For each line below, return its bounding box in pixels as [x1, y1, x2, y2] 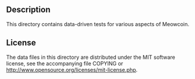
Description [6, 5, 51, 15]
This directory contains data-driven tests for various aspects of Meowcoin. [6, 20, 190, 27]
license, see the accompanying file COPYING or [6, 59, 124, 67]
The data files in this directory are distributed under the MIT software [6, 53, 175, 61]
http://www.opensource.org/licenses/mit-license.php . [6, 66, 138, 73]
